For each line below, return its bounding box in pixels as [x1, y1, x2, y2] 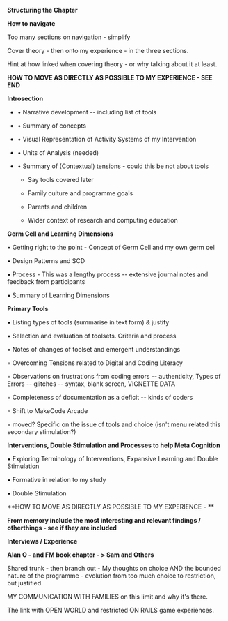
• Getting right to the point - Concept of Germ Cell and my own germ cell [7, 244, 216, 251]
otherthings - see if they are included [7, 523, 117, 532]
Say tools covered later [27, 176, 94, 184]
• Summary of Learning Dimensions [7, 291, 110, 299]
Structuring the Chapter [7, 6, 78, 14]
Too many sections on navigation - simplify [7, 33, 131, 41]
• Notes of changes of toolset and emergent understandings [7, 345, 181, 353]
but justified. [7, 579, 43, 587]
